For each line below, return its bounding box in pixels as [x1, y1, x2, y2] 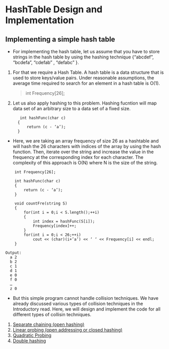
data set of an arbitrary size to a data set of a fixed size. [12, 106, 131, 111]
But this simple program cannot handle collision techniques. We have [12, 295, 159, 301]
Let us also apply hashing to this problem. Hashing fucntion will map [12, 100, 157, 106]
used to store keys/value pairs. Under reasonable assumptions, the [12, 75, 155, 80]
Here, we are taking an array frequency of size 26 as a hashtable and [12, 138, 159, 144]
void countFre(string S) [14, 201, 68, 206]
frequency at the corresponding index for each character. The [12, 154, 143, 160]
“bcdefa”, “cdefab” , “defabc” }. [12, 59, 79, 65]
